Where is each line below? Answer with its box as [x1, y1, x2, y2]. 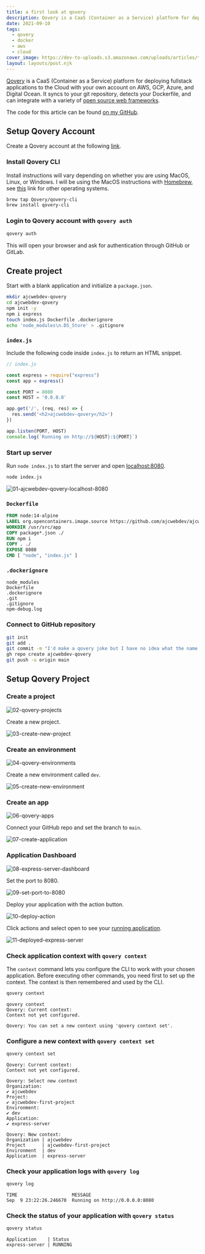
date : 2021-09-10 [6, 20, 51, 26]
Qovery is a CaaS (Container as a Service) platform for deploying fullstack [6, 77, 192, 84]
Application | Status [6, 1236, 70, 1243]
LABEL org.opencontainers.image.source [6, 518, 108, 524]
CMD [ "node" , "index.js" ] [6, 552, 78, 559]
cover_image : [6, 54, 40, 61]
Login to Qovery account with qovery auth [6, 217, 132, 225]
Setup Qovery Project [6, 674, 90, 685]
